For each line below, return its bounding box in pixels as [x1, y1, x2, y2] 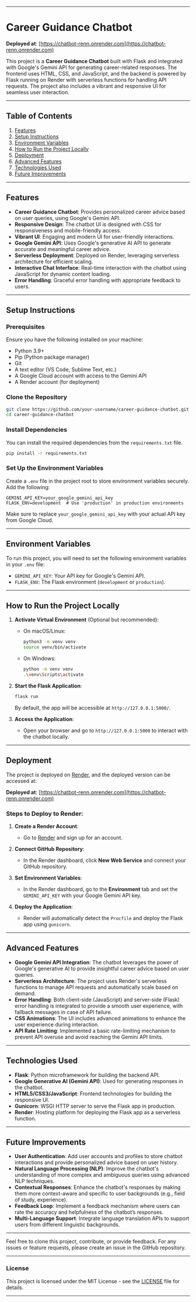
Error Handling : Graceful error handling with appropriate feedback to [14, 276, 181, 284]
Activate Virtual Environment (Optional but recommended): [14, 616, 159, 623]
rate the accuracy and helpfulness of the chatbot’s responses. [14, 1209, 164, 1216]
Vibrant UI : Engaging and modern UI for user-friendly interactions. [14, 233, 174, 240]
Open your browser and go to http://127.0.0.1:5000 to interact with [23, 727, 188, 734]
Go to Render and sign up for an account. [23, 834, 123, 841]
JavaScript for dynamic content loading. [14, 270, 111, 277]
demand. [14, 990, 36, 997]
